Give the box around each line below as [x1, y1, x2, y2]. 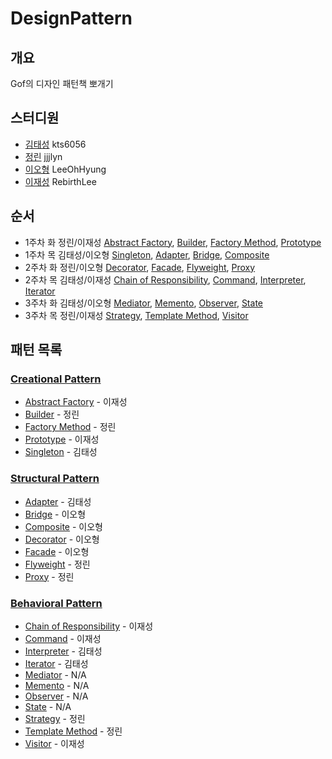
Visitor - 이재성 [24, 737, 85, 749]
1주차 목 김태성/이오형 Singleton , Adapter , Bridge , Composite [24, 248, 270, 261]
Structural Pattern [10, 472, 100, 486]
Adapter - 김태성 [24, 495, 92, 507]
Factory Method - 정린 [24, 421, 117, 433]
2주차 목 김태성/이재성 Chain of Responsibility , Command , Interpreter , [24, 273, 307, 286]
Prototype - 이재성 [24, 433, 100, 446]
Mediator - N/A [24, 668, 87, 681]
